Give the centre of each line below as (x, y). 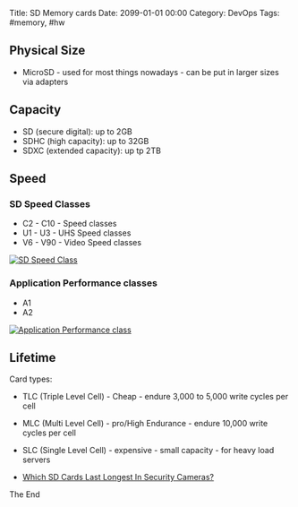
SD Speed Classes (50, 203)
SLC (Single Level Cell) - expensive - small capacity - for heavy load (148, 451)
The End (25, 494)
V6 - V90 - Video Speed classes (81, 243)
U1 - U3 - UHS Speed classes (77, 233)
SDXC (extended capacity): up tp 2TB (91, 150)
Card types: (31, 379)
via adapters (45, 82)
